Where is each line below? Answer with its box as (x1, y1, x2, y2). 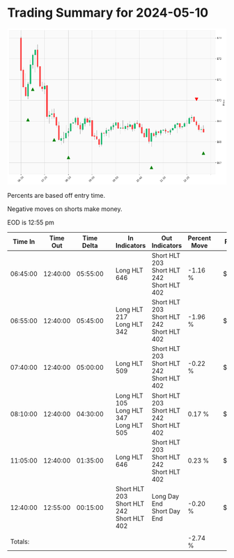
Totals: (10, 538, 30, 546)
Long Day (151, 493, 180, 501)
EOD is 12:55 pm (7, 218, 54, 227)
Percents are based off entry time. (7, 192, 106, 200)
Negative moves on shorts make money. (7, 205, 123, 213)
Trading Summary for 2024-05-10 (7, 5, 209, 21)
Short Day (151, 507, 181, 516)
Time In (13, 238, 36, 246)
